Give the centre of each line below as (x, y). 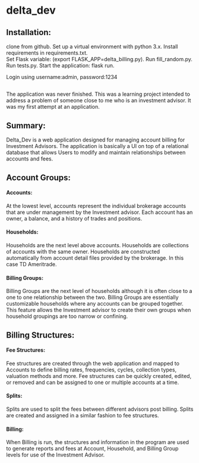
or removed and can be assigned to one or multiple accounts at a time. (93, 382)
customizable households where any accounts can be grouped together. (95, 304)
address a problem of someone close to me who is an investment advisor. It (99, 100)
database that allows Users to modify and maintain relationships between (96, 153)
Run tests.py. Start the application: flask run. (60, 65)
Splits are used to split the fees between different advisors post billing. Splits (100, 409)
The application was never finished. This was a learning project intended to (98, 94)
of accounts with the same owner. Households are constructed (83, 251)
